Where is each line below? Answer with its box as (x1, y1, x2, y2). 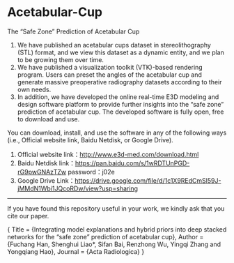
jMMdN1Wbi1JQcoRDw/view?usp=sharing (17, 184, 138, 193)
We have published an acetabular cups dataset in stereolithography (17, 40, 211, 49)
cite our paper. (7, 211, 49, 220)
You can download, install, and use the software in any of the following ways (7, 128, 227, 137)
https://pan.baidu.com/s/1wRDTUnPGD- (75, 158, 190, 167)
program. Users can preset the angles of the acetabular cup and (17, 70, 202, 79)
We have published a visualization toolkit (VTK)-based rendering (17, 63, 203, 71)
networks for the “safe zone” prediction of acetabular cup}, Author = (7, 232, 204, 241)
